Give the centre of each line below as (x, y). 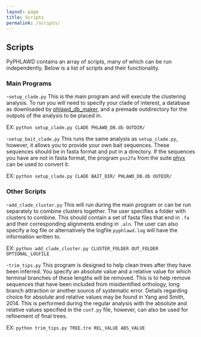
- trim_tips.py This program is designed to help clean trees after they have (99, 265)
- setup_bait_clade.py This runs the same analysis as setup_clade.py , (92, 139)
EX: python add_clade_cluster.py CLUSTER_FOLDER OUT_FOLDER (82, 248)
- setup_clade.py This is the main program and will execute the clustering (96, 97)
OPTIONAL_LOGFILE (28, 254)
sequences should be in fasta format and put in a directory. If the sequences (101, 152)
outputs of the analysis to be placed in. (54, 116)
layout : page (22, 12)
